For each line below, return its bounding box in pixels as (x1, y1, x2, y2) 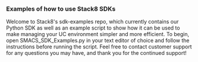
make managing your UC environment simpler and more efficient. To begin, (6, 31, 189, 38)
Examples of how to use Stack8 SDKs (6, 5, 116, 13)
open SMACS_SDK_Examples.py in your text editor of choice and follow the (6, 37, 190, 44)
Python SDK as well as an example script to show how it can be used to (6, 24, 180, 31)
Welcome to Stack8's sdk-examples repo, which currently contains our (6, 18, 179, 25)
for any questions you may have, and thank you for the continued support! (6, 50, 187, 57)
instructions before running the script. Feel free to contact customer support (6, 43, 192, 50)
